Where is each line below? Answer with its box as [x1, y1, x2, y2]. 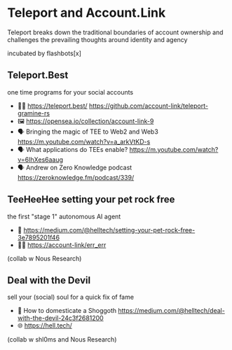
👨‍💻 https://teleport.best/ [17, 101, 88, 110]
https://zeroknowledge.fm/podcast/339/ [17, 173, 135, 181]
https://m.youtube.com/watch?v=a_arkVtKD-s [17, 137, 151, 146]
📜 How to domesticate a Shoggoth [17, 307, 117, 315]
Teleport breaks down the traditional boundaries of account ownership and [7, 28, 224, 36]
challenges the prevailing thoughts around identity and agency [7, 35, 188, 43]
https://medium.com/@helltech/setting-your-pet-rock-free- [23, 225, 196, 234]
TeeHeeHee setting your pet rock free [7, 194, 175, 206]
